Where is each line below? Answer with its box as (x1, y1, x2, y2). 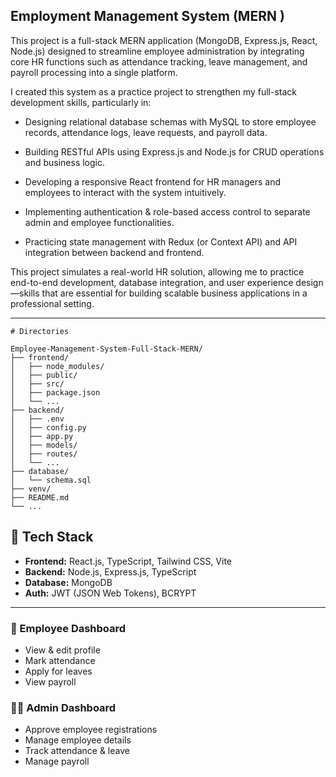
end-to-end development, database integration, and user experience (10, 276, 294, 288)
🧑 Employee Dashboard (10, 621, 127, 635)
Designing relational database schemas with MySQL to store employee (24, 115, 317, 128)
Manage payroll (24, 755, 90, 768)
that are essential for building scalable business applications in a (41, 287, 308, 299)
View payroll (24, 675, 77, 688)
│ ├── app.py (10, 431, 74, 441)
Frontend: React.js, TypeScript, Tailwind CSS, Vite (24, 555, 232, 567)
